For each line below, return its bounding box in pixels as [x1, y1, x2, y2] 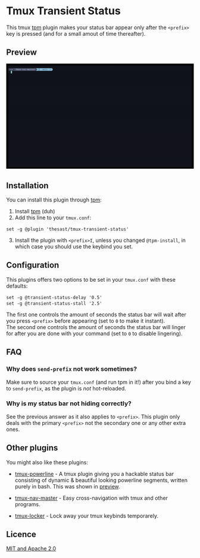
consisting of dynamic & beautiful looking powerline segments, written [14, 477, 187, 484]
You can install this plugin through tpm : [6, 196, 102, 203]
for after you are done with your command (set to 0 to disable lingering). [6, 330, 183, 337]
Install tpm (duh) [14, 208, 55, 215]
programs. [14, 500, 40, 507]
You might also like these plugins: [6, 459, 88, 466]
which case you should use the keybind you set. [14, 243, 133, 250]
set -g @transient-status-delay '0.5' [6, 294, 102, 301]
